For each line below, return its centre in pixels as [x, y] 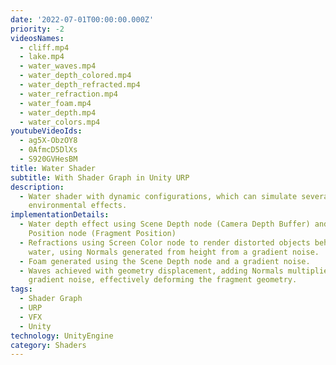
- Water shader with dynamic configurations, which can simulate [158, 196]
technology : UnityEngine [62, 336]
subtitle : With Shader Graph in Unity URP [100, 177]
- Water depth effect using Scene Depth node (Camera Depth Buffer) [165, 224]
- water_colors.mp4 [60, 122]
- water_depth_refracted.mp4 [80, 85]
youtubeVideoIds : [46, 131]
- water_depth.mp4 [58, 112]
